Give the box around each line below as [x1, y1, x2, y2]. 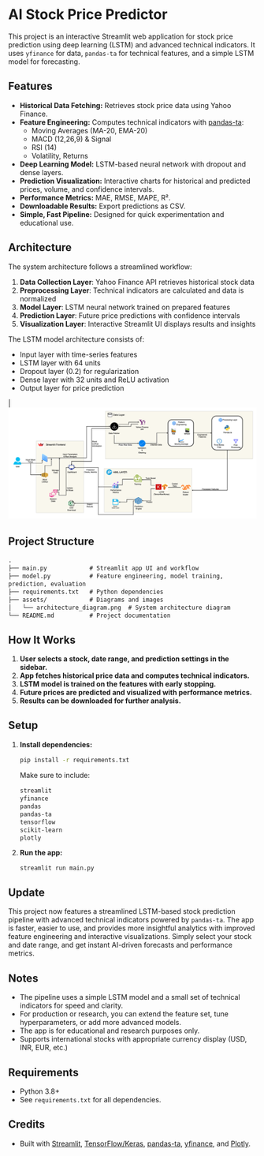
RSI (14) [31, 142, 58, 152]
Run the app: [19, 847, 63, 857]
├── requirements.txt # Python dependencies [8, 588, 164, 597]
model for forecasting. [8, 57, 80, 66]
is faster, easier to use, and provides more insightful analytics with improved [8, 923, 255, 933]
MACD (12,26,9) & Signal [31, 134, 112, 144]
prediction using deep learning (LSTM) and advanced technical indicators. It [8, 39, 255, 49]
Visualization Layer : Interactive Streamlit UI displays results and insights [19, 319, 256, 328]
